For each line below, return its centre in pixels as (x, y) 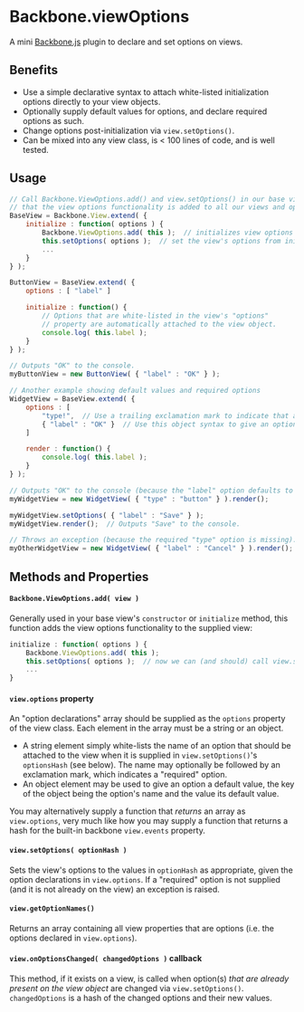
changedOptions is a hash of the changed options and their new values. (141, 998)
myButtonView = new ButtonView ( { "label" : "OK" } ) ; (115, 374)
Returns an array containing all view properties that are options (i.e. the (142, 928)
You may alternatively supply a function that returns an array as (128, 811)
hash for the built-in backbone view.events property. (107, 831)
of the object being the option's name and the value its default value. (151, 794)
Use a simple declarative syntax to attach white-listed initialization (146, 91)
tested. (36, 149)
